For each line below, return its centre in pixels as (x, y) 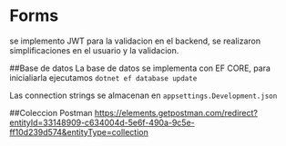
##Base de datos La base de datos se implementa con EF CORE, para (140, 68)
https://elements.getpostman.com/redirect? (176, 112)
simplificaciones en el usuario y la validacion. (94, 50)
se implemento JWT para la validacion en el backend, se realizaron (135, 41)
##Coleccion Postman (51, 112)
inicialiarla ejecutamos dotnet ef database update (103, 77)
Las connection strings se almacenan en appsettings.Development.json (143, 95)
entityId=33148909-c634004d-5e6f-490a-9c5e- (102, 122)
